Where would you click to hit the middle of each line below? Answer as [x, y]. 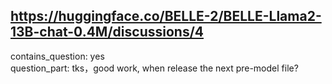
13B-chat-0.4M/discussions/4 [107, 32]
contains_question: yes [57, 56]
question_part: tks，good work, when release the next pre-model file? [154, 68]
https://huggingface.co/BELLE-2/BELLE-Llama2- [166, 16]
